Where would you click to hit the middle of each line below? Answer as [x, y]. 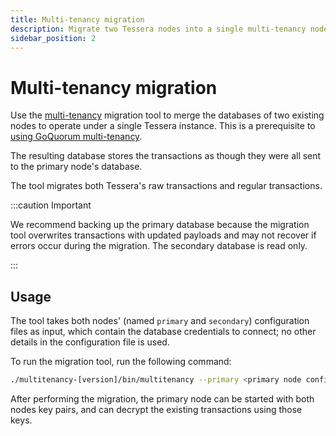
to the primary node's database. [76, 167]
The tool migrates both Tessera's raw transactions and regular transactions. [166, 186]
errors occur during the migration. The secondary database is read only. [159, 246]
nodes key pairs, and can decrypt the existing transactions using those [156, 409]
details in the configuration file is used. [90, 342]
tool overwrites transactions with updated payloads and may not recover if [163, 235]
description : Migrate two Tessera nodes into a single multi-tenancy [158, 29]
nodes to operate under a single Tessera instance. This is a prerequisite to [163, 126]
